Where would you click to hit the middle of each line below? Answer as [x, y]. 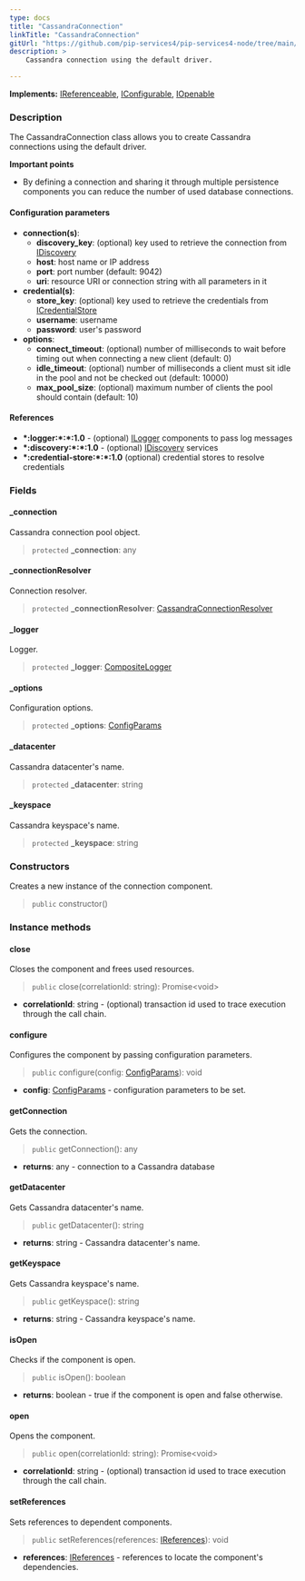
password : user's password [89, 329]
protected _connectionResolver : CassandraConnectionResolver [152, 609]
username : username [77, 320]
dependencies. [50, 1566]
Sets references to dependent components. [91, 1522]
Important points [42, 164]
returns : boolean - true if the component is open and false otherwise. [152, 1395]
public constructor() [70, 904]
